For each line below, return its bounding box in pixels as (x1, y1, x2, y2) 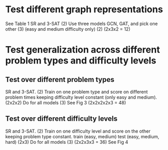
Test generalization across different (5, 44, 160, 56)
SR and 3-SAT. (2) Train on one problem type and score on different (5, 89, 148, 95)
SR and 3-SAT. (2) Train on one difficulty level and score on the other (5, 128, 151, 134)
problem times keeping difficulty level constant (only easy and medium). (5, 94, 157, 100)
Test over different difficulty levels (5, 114, 118, 123)
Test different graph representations (5, 4, 163, 15)
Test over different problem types (5, 75, 115, 84)
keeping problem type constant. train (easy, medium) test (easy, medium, (5, 133, 159, 139)
